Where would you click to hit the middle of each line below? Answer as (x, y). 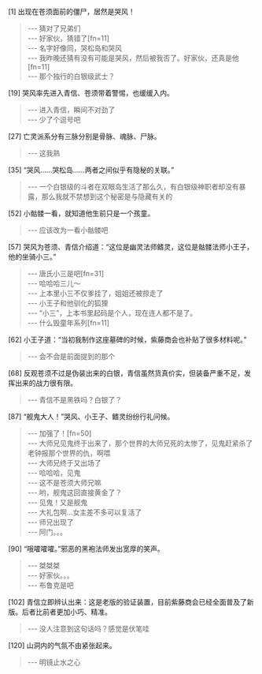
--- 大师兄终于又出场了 (65, 463)
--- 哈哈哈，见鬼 (54, 473)
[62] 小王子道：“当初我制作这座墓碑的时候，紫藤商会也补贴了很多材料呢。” (127, 339)
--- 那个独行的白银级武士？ (71, 76)
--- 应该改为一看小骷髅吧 (68, 230)
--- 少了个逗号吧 (54, 120)
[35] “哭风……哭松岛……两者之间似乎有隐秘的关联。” (91, 170)
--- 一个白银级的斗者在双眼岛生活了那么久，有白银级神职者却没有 (133, 187)
